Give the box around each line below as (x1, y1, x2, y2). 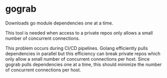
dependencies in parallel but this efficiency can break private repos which (5, 50, 160, 57)
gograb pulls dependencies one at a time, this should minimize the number (5, 61, 162, 67)
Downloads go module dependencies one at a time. (5, 20, 114, 26)
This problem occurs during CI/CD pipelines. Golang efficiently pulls (5, 45, 148, 51)
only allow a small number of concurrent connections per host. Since (5, 56, 150, 62)
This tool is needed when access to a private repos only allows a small (5, 30, 153, 36)
